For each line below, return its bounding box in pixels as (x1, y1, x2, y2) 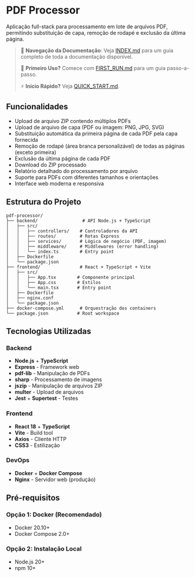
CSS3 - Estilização (14, 442, 60, 449)
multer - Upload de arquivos (14, 389, 84, 396)
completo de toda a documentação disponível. (20, 53, 133, 60)
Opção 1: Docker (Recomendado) (6, 511, 102, 519)
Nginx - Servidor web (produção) (14, 476, 96, 483)
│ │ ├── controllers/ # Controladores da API (6, 228, 138, 234)
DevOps (6, 456, 30, 465)
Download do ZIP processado (14, 161, 87, 168)
